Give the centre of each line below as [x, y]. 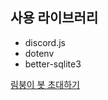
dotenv [39, 53]
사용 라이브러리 [54, 18]
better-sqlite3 [53, 64]
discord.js [45, 42]
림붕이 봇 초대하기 [45, 84]
